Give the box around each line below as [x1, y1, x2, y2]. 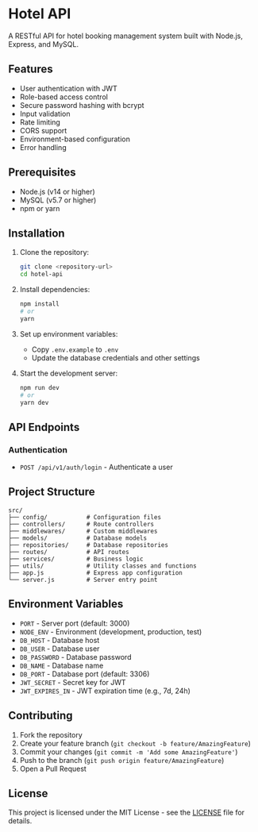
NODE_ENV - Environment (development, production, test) [19, 626, 202, 636]
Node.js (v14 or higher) [19, 187, 95, 196]
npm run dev [19, 383, 60, 391]
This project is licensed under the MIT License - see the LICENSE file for [8, 807, 245, 818]
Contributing [8, 709, 73, 722]
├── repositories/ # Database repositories [8, 541, 169, 549]
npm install [19, 300, 60, 308]
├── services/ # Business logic [8, 555, 144, 563]
